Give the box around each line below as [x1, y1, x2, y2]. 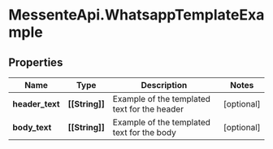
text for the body [112, 127, 176, 138]
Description [141, 80, 188, 90]
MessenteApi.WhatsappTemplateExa [8, 6, 265, 24]
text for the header [112, 103, 184, 115]
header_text [12, 99, 60, 109]
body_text [12, 122, 52, 133]
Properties [8, 55, 63, 69]
